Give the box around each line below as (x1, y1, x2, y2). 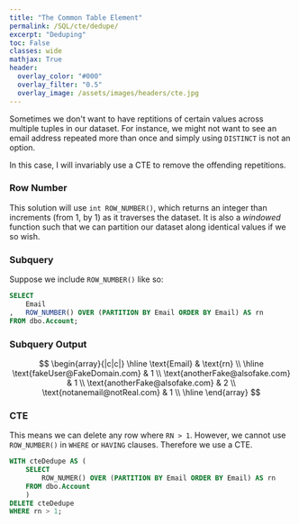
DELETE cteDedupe (9, 499, 75, 508)
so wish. (9, 230, 41, 241)
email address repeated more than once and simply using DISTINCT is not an (9, 132, 291, 143)
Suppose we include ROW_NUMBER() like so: (9, 274, 164, 285)
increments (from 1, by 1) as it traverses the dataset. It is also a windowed (9, 212, 281, 222)
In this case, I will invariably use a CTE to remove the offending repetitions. (9, 159, 286, 170)
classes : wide (9, 47, 63, 56)
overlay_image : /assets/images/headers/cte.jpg (17, 88, 200, 97)
